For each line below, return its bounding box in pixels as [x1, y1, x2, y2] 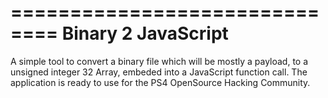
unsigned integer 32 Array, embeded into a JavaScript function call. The [10, 66, 308, 78]
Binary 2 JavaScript [61, 22, 229, 45]
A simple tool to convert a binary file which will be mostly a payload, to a [10, 55, 309, 67]
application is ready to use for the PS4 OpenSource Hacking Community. [10, 76, 311, 88]
